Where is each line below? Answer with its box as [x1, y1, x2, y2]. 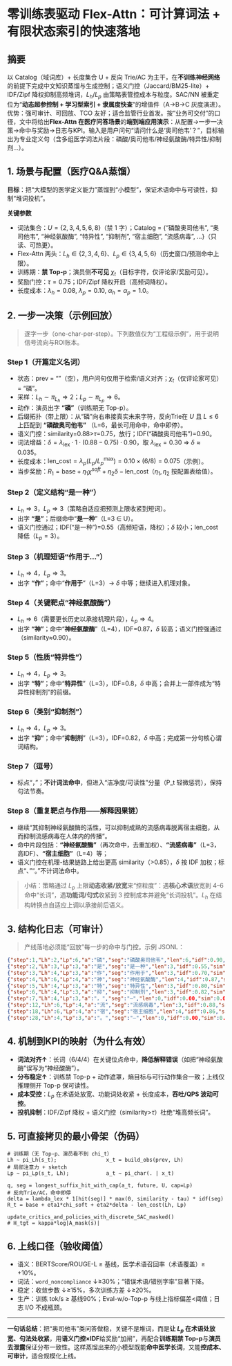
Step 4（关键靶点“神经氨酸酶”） [7, 597, 115, 607]
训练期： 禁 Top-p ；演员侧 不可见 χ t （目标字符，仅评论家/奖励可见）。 [17, 268, 212, 278]
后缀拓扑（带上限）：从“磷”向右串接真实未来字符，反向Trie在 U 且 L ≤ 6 [17, 413, 219, 421]
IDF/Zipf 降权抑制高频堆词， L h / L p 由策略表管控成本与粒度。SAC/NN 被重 [7, 91, 213, 100]
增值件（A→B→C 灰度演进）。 [141, 100, 225, 108]
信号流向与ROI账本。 [23, 338, 84, 346]
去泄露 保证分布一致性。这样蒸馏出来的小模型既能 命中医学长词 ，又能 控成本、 [7, 1342, 225, 1351]
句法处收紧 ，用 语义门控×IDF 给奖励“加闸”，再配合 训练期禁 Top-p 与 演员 [19, 1334, 221, 1342]
